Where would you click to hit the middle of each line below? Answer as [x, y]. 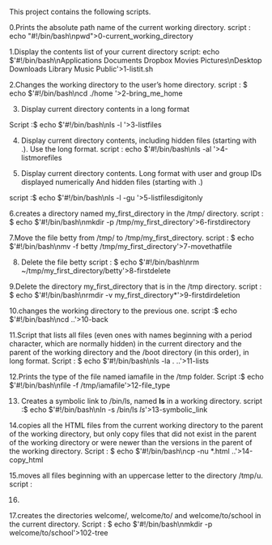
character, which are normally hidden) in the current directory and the [125, 343]
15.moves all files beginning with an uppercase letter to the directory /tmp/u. [136, 475]
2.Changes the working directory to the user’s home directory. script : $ [128, 85]
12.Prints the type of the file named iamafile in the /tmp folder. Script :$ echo [136, 377]
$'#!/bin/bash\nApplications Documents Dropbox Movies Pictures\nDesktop [136, 60]
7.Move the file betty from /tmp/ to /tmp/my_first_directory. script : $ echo [132, 238]
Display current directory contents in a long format [105, 109]
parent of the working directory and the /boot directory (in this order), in [129, 352]
